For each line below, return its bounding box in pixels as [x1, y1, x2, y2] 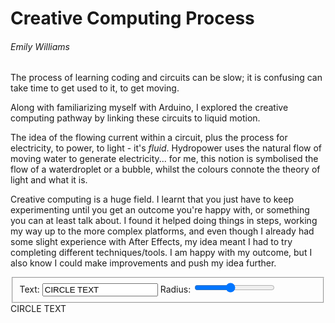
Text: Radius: [19, 283, 192, 296]
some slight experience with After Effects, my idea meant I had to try [10, 236, 293, 248]
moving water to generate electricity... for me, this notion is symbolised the [10, 153, 319, 165]
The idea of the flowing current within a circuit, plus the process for [10, 132, 288, 144]
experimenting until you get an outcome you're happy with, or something [10, 204, 310, 216]
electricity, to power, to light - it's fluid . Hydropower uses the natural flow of [10, 142, 323, 154]
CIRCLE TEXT [10, 303, 67, 315]
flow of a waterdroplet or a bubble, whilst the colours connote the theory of [10, 163, 321, 176]
